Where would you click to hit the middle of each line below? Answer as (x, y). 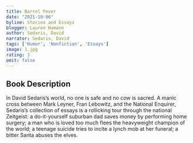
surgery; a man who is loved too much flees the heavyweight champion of (96, 123)
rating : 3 (18, 55)
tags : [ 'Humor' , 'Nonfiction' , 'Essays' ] (57, 44)
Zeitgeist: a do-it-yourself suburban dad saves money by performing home (97, 117)
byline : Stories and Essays (40, 22)
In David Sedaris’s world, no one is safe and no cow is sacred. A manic (92, 98)
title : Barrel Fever (31, 11)
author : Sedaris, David (35, 33)
